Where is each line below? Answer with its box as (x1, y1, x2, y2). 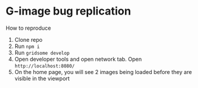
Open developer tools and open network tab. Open (14, 55, 142, 63)
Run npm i (14, 42, 40, 50)
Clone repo (14, 36, 43, 43)
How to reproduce (5, 24, 51, 32)
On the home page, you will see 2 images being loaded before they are (14, 68, 193, 75)
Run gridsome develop (14, 49, 70, 56)
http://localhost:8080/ (14, 63, 75, 69)
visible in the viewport (14, 75, 70, 82)
